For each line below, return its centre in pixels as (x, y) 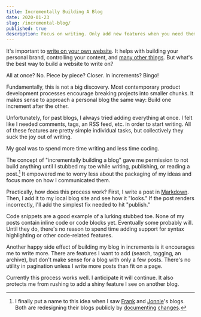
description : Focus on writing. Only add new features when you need (95, 34)
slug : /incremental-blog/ (38, 23)
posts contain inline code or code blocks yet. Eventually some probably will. (100, 222)
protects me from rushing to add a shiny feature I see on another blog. (93, 284)
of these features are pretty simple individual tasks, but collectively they (95, 131)
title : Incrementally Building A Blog (54, 12)
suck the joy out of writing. (39, 137)
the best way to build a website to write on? (60, 64)
